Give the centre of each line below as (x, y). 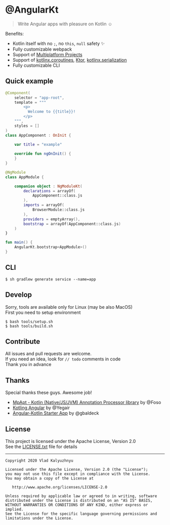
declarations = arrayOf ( (50, 191)
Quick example (29, 81)
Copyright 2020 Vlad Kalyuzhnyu (39, 460)
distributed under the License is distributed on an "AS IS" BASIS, (79, 500)
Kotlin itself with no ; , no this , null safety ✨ (59, 43)
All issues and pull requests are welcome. (49, 354)
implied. (14, 509)
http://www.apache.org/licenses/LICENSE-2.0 (60, 487)
